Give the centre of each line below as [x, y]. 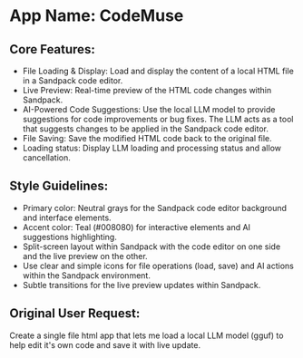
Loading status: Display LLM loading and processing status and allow [151, 148]
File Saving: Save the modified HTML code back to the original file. [147, 138]
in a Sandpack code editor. [73, 81]
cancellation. [46, 158]
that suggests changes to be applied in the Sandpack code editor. [146, 129]
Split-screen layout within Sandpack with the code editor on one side [151, 247]
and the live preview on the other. [85, 256]
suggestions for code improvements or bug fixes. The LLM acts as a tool [158, 119]
